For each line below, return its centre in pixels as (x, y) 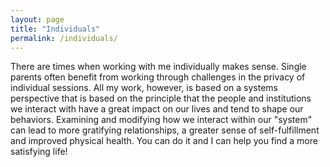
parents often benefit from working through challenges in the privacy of (158, 77)
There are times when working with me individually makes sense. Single (158, 67)
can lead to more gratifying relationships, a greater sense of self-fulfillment (165, 130)
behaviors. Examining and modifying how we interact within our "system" (161, 120)
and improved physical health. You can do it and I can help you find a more (164, 141)
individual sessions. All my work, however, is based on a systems (144, 88)
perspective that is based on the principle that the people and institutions (161, 98)
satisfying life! (39, 152)
